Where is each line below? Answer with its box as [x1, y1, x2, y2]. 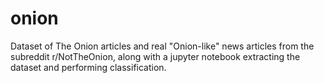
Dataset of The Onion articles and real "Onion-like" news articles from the [10, 40, 315, 52]
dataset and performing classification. [10, 61, 167, 73]
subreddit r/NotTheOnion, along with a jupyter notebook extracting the [10, 50, 301, 62]
